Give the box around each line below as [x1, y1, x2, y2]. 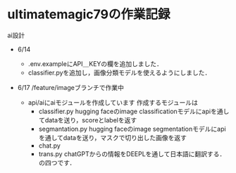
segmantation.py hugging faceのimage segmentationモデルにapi [38, 124, 227, 133]
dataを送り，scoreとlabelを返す [44, 115, 137, 124]
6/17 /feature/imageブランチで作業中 [17, 83, 125, 91]
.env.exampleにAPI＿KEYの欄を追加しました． [27, 59, 163, 68]
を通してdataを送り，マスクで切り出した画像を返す [38, 133, 187, 141]
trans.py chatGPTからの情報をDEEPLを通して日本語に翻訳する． [38, 149, 226, 158]
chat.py [38, 141, 61, 150]
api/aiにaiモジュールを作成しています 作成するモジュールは [27, 98, 199, 106]
